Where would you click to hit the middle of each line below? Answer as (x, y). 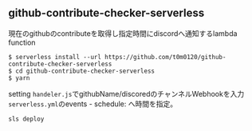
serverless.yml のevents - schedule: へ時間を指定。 (93, 104)
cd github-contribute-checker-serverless (85, 71)
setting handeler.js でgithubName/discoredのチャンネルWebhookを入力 (126, 93)
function (22, 42)
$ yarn (19, 78)
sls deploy (26, 119)
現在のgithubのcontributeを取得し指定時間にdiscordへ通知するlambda (123, 33)
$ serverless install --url (55, 57)
